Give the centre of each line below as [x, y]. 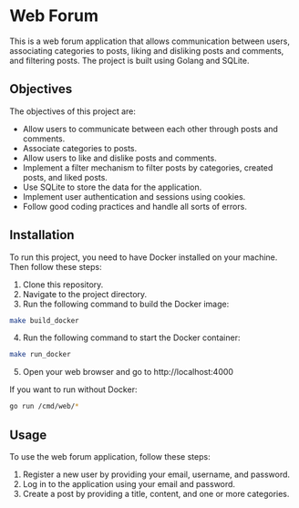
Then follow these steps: [56, 266]
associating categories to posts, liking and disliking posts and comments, [147, 50]
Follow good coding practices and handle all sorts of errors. [135, 206]
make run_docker [40, 355]
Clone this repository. [63, 285]
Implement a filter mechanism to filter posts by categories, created [148, 167]
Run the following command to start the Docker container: [131, 337]
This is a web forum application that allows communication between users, [149, 41]
